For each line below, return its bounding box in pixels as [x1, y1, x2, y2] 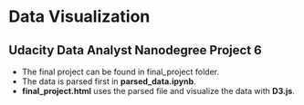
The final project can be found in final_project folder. [21, 66, 220, 77]
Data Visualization [8, 6, 151, 27]
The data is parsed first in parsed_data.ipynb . [21, 76, 197, 87]
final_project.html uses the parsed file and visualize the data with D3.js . [21, 86, 296, 96]
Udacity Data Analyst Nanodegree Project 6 [8, 43, 262, 58]
